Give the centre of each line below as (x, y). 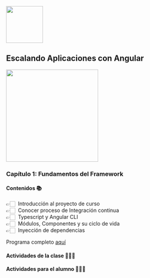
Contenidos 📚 (24, 188)
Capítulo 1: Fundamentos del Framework (65, 174)
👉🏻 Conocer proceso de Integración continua (63, 210)
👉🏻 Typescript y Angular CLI (42, 217)
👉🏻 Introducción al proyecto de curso (53, 204)
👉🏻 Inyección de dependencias (46, 230)
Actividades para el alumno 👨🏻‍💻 (46, 269)
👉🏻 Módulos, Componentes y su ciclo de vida (63, 223)
